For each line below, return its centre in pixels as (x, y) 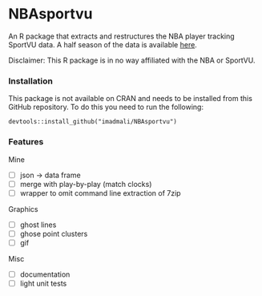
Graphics (23, 209)
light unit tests (43, 283)
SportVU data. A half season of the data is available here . (103, 44)
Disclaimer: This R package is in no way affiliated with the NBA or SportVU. (132, 60)
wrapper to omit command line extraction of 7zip (101, 193)
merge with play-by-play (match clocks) (86, 184)
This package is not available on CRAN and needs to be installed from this (130, 99)
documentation (45, 274)
